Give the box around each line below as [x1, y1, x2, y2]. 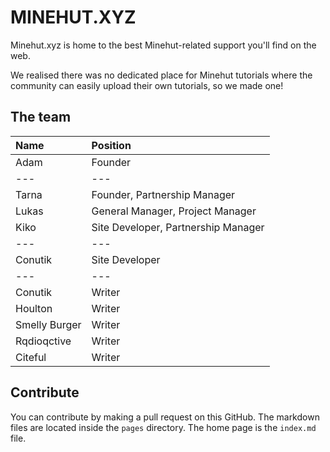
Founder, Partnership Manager [91, 187, 236, 201]
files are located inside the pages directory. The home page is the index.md [10, 421, 317, 433]
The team [10, 109, 72, 126]
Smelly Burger [15, 317, 82, 331]
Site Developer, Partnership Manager [91, 220, 265, 234]
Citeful [15, 350, 47, 364]
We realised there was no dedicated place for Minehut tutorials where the [10, 69, 313, 81]
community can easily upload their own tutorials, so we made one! [10, 79, 284, 91]
